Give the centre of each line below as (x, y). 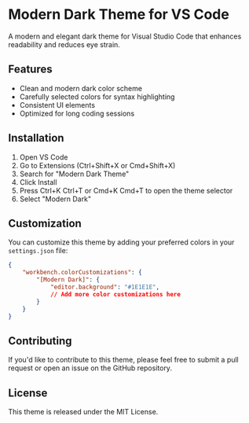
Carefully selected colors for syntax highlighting (97, 97)
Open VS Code (44, 157)
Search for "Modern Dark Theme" (74, 174)
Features (30, 70)
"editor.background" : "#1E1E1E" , (104, 287)
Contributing (40, 341)
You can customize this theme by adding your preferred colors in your (121, 242)
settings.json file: (38, 251)
